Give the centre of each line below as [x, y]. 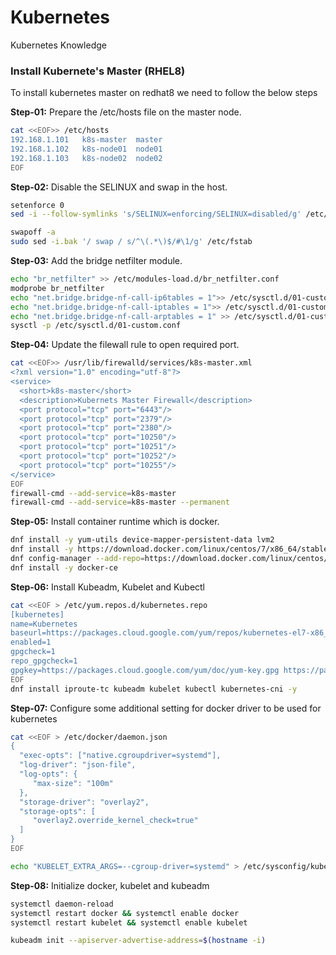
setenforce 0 [37, 205]
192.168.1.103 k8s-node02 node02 [86, 158]
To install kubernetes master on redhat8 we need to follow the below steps [164, 93]
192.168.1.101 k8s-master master [86, 140]
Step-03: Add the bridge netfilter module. [96, 261]
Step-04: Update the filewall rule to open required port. [125, 345]
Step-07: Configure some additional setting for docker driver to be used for [166, 708]
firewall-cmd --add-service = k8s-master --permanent [120, 502]
